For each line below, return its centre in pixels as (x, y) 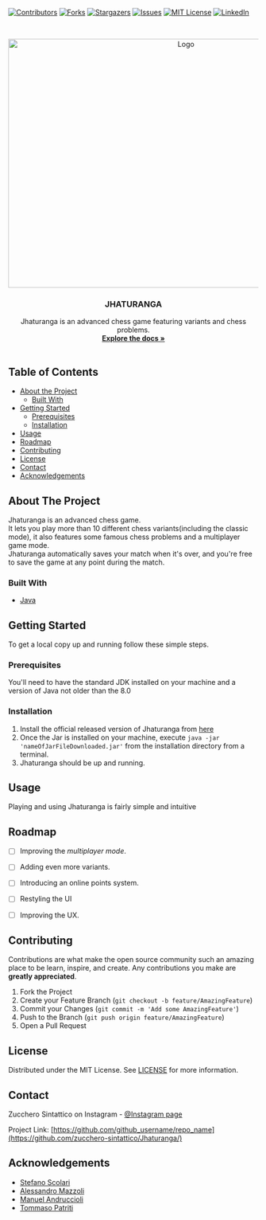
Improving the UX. (49, 915)
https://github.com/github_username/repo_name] (134, 1130)
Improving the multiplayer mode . (73, 851)
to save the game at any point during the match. (87, 562)
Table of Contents (54, 371)
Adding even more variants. (65, 867)
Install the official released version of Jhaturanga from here (117, 729)
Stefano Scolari (45, 1182)
